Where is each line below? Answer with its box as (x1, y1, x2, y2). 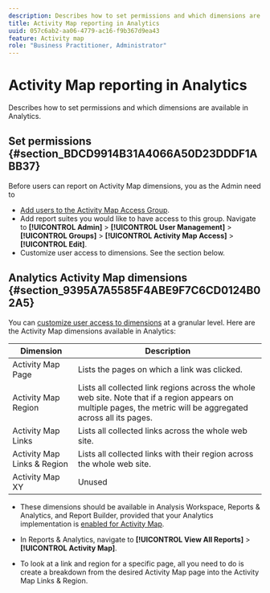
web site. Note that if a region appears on (77, 391, 234, 403)
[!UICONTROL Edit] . (19, 239, 87, 249)
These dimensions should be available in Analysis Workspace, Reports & (19, 501, 260, 511)
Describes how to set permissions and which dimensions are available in (8, 103, 249, 112)
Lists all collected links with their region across (77, 448, 254, 459)
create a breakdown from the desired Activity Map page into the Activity (19, 567, 260, 577)
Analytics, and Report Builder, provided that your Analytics (19, 510, 214, 520)
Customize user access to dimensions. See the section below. (19, 247, 225, 257)
